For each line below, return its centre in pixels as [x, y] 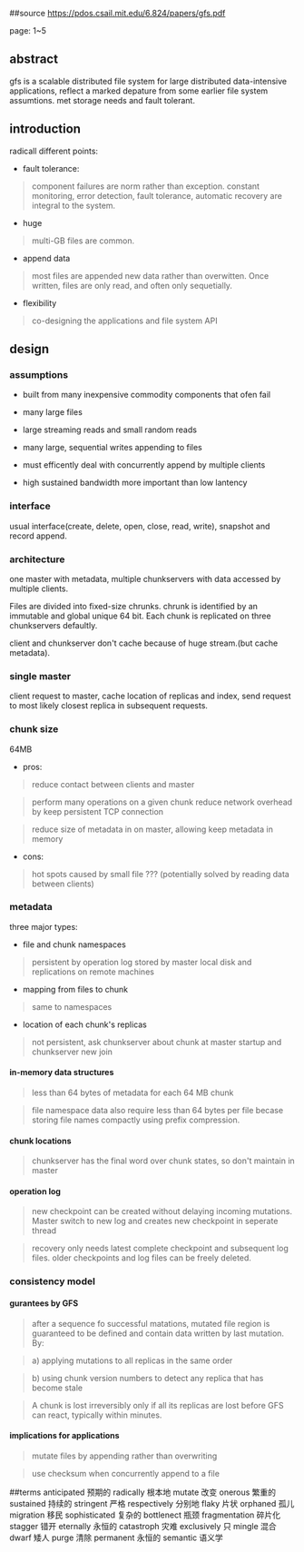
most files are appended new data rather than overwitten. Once [150, 275]
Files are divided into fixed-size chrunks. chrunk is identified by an [134, 606]
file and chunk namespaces [74, 944]
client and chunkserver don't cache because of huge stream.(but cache [144, 643]
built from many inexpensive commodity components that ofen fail [147, 395]
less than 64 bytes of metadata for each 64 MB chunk [132, 1092]
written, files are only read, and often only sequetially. [132, 285]
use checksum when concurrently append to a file [126, 1473]
